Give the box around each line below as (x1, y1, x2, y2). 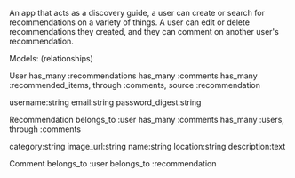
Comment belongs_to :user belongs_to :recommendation (9, 158, 217, 168)
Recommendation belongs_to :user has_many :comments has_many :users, (9, 115, 284, 125)
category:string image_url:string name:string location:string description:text (9, 142, 286, 151)
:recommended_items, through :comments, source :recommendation (9, 80, 260, 90)
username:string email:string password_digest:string (9, 97, 202, 108)
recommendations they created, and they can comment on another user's (9, 27, 280, 36)
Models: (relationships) (9, 53, 93, 63)
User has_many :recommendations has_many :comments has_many (9, 70, 258, 81)
